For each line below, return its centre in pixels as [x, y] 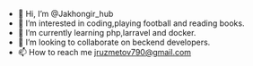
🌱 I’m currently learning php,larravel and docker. [107, 33]
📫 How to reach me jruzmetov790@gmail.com [104, 52]
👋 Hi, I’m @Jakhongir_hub [65, 14]
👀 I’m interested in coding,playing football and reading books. [131, 23]
